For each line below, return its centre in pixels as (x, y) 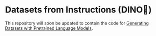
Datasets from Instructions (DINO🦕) (78, 10)
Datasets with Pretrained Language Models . (49, 28)
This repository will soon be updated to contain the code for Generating (77, 23)
